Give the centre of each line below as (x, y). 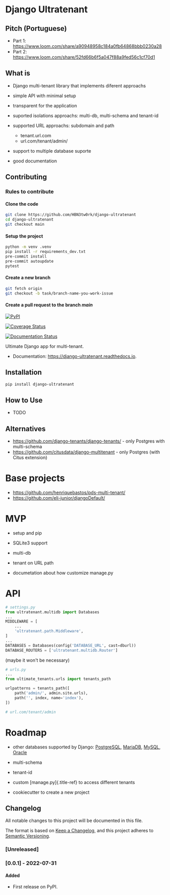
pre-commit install (26, 256)
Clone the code (22, 204)
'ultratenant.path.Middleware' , (49, 631)
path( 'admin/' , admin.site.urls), (51, 693)
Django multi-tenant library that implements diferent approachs (79, 85)
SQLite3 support (30, 543)
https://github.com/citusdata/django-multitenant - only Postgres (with (86, 452)
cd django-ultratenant (29, 220)
